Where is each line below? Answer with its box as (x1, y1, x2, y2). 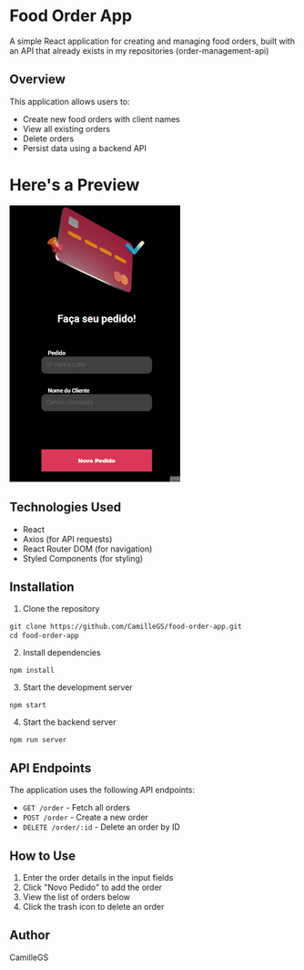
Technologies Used (9, 500, 121, 515)
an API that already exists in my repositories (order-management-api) (9, 45, 269, 56)
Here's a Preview (9, 174, 140, 195)
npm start (9, 701, 47, 710)
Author (9, 927, 50, 944)
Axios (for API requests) (22, 533, 113, 544)
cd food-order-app (9, 631, 79, 641)
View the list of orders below (22, 891, 130, 903)
